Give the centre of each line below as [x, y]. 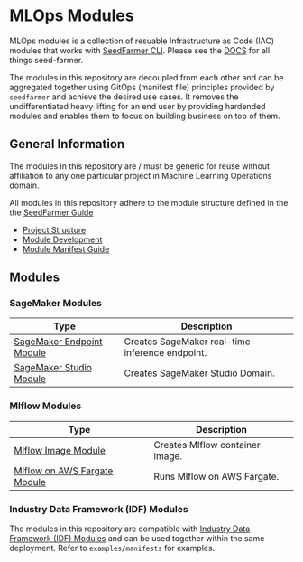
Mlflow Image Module [60, 450]
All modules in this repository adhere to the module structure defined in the [149, 202]
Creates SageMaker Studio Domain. [199, 373]
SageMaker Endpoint [58, 342]
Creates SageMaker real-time [187, 342]
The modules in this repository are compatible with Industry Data [130, 529]
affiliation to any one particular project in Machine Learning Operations [141, 175]
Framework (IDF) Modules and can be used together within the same [137, 539]
